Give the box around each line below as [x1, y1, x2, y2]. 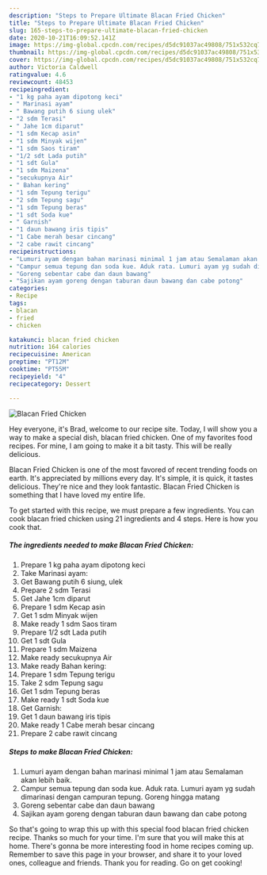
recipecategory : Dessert [9, 380, 91, 388]
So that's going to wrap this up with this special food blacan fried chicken [9, 824, 249, 834]
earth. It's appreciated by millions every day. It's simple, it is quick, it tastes [9, 473, 254, 482]
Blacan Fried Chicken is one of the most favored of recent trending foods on [9, 465, 258, 474]
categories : [9, 285, 48, 293]
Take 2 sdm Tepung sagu [20, 678, 104, 688]
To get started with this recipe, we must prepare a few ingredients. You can [9, 505, 254, 515]
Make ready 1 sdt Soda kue [20, 695, 109, 704]
